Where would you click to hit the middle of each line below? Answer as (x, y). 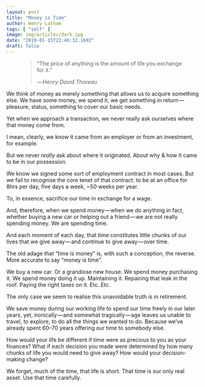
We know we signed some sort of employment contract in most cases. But (100, 173)
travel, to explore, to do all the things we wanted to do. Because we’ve (95, 321)
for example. (22, 143)
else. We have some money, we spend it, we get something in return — (95, 100)
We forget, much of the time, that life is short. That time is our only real (95, 371)
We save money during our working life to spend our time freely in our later (101, 308)
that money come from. (36, 125)
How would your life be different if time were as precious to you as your (96, 339)
